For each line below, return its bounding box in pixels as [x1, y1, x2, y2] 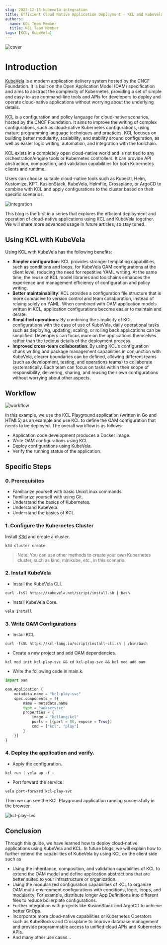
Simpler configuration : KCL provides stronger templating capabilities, [12, 258, 156, 264]
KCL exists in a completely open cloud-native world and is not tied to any [5, 150, 155, 156]
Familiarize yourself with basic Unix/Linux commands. [12, 488, 123, 495]
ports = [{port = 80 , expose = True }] [31, 719, 112, 724]
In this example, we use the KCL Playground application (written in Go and [5, 412, 157, 418]
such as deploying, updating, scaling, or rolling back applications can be [12, 327, 161, 333]
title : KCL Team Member [9, 26, 59, 31]
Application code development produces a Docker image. [12, 432, 131, 438]
